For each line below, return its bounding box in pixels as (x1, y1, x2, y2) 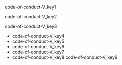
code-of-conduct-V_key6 (12, 44, 65, 49)
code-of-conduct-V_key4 (12, 33, 65, 39)
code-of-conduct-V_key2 (5, 14, 57, 19)
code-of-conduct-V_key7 (12, 49, 64, 55)
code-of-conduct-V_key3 (5, 23, 57, 29)
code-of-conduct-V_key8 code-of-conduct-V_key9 (12, 54, 118, 60)
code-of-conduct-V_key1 (5, 4, 56, 10)
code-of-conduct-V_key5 (12, 38, 65, 44)
